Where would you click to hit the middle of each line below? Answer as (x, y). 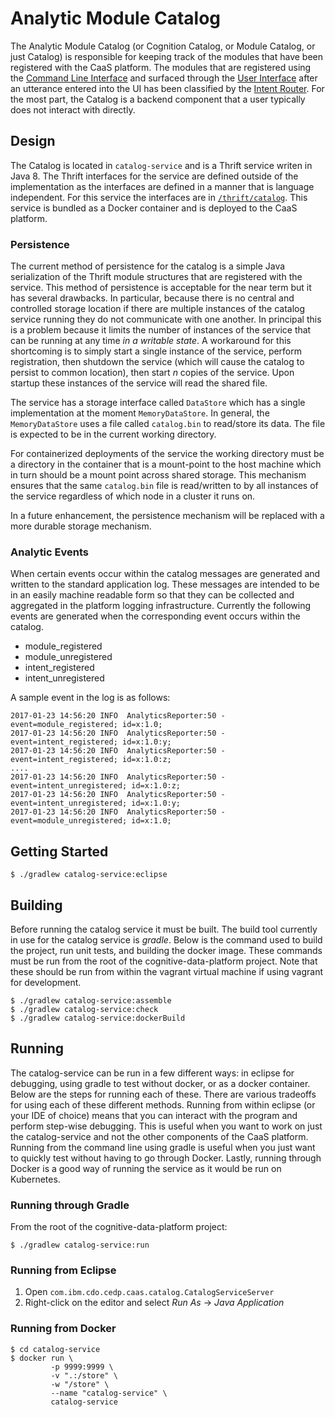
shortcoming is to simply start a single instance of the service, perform (156, 351)
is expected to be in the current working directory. (113, 434)
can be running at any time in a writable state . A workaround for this (151, 341)
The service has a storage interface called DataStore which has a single (158, 403)
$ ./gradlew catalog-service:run (80, 1245)
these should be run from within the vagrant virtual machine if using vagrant (166, 971)
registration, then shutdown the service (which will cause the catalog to (157, 362)
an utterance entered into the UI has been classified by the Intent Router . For (167, 88)
